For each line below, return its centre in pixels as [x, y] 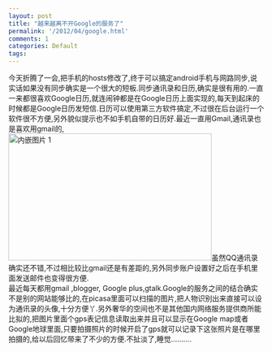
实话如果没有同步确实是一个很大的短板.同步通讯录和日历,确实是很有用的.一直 [136, 88]
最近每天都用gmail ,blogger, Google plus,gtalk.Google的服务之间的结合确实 [133, 288]
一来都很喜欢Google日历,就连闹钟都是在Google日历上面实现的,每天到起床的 [134, 98]
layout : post [30, 16]
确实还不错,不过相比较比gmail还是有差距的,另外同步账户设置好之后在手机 [130, 268]
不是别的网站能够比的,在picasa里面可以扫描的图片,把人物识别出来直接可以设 [135, 298]
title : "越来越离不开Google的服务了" [66, 24]
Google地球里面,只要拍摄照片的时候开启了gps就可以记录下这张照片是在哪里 [134, 329]
